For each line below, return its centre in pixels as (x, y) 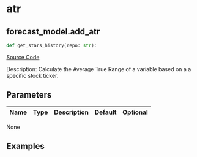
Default (106, 112)
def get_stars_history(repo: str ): (52, 45)
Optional (135, 112)
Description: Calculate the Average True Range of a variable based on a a (99, 69)
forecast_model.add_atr (53, 32)
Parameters (29, 95)
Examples (25, 146)
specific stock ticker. (32, 75)
